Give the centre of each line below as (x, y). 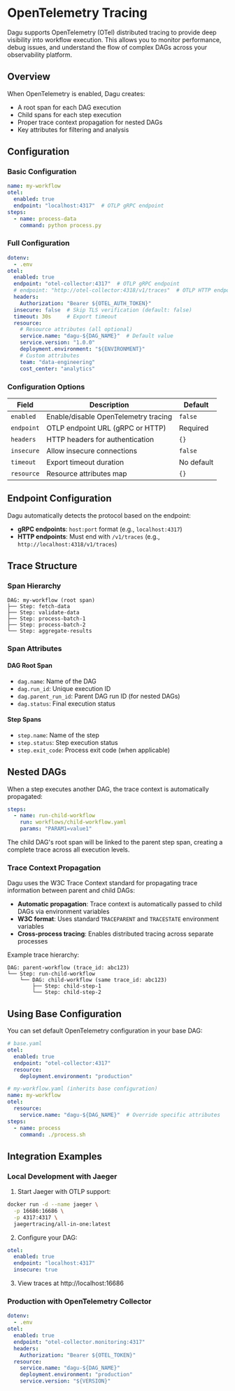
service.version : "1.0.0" (58, 343)
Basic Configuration (42, 172)
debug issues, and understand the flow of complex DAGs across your (107, 47)
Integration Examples (55, 1156)
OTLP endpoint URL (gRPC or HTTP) (106, 428)
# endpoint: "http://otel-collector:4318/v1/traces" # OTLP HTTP (112, 290)
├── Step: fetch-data (39, 607)
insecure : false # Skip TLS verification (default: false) (103, 310)
